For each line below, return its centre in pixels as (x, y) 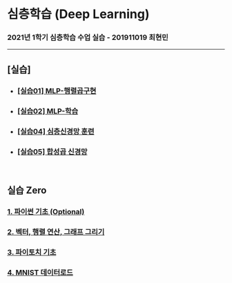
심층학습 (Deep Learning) (78, 14)
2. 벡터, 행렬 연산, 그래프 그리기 (56, 232)
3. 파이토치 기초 (32, 253)
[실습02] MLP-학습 (47, 111)
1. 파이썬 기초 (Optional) (46, 212)
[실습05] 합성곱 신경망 (52, 151)
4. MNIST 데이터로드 (40, 273)
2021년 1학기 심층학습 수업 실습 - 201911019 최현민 (88, 37)
